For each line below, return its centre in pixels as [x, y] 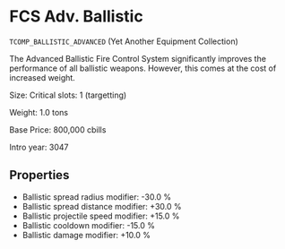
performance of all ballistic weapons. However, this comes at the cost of [143, 68]
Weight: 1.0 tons [39, 112]
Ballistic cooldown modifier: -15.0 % [88, 225]
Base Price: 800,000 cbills [58, 129]
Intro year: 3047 [39, 147]
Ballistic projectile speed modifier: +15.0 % [101, 216]
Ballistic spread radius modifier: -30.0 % [97, 197]
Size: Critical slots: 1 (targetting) [68, 95]
